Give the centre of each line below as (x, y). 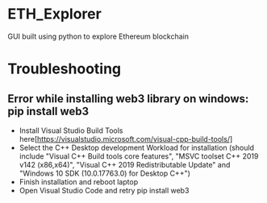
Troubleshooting (65, 69)
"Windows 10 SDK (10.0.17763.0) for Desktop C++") (105, 173)
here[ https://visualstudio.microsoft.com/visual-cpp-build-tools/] (126, 139)
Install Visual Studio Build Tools (71, 130)
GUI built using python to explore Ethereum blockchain (98, 36)
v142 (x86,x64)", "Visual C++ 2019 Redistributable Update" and (125, 164)
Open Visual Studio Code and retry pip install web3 (104, 190)
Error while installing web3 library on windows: (128, 99)
